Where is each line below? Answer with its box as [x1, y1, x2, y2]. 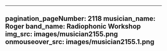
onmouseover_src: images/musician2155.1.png [5, 38, 155, 46]
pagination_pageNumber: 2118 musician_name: [5, 14, 156, 23]
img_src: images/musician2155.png [5, 30, 118, 39]
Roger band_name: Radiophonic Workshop [5, 22, 141, 31]
